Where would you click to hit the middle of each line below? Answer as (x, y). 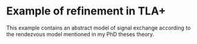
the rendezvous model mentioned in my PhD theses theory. (80, 34)
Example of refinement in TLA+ (86, 11)
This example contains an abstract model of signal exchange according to (98, 28)
